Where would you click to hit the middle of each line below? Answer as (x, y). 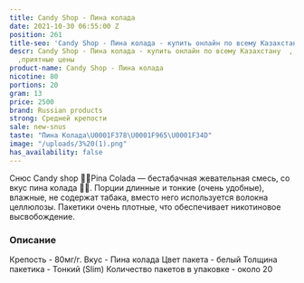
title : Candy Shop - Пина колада (72, 18)
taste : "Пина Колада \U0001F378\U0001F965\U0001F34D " (111, 136)
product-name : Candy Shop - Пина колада (87, 69)
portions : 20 (34, 85)
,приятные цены (46, 60)
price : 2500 (32, 102)
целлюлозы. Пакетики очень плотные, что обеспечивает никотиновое (145, 207)
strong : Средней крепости (58, 118)
